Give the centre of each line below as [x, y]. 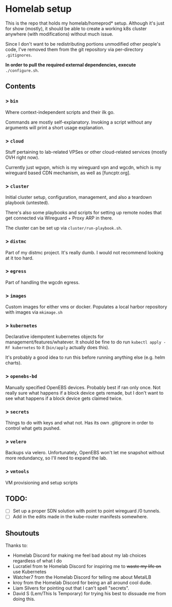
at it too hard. [20, 258]
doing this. [24, 599]
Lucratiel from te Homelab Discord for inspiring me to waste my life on [87, 566]
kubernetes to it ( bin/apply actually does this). [61, 348]
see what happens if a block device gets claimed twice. [64, 398]
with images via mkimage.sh [34, 312]
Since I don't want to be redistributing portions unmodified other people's [83, 44]
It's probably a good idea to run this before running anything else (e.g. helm [85, 357]
